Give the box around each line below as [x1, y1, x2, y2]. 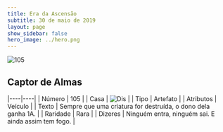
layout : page [7, 23, 46, 30]
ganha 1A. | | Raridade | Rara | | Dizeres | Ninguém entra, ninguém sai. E [7, 110, 215, 118]
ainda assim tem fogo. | [7, 117, 75, 125]
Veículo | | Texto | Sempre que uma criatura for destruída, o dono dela [7, 102, 210, 110]
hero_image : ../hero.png [7, 37, 80, 44]
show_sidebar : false [7, 29, 68, 37]
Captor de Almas [7, 76, 83, 88]
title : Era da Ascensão [7, 10, 77, 18]
